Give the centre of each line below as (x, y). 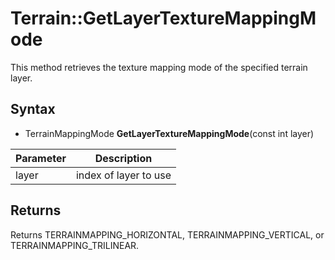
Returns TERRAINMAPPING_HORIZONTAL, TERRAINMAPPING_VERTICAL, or (167, 234)
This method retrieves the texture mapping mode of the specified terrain (159, 67)
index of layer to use (123, 175)
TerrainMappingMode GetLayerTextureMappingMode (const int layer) (169, 133)
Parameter (41, 158)
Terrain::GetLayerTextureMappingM (163, 18)
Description (123, 158)
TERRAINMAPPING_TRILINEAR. (75, 245)
